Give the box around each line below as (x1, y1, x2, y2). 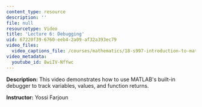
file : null (6, 20, 34, 26)
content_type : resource (6, 8, 66, 15)
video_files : (6, 43, 39, 49)
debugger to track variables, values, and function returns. (6, 82, 149, 89)
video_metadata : (6, 53, 47, 60)
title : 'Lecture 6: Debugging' (6, 31, 85, 37)
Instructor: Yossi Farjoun (6, 94, 69, 101)
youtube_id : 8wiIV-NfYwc (11, 59, 74, 65)
